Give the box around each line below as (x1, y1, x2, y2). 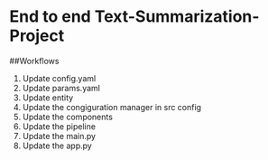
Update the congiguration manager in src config (22, 101, 201, 112)
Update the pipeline (22, 120, 97, 132)
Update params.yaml (22, 82, 101, 93)
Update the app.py (22, 140, 92, 151)
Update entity (22, 92, 74, 103)
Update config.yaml (22, 72, 97, 83)
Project (9, 25, 65, 46)
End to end (9, 6, 92, 27)
